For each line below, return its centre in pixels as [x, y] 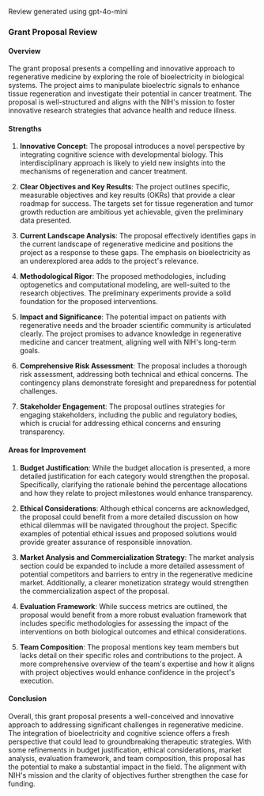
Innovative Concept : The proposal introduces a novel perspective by [132, 147]
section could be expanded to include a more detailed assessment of [132, 566]
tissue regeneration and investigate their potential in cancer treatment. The [130, 93]
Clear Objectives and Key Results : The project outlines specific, [125, 187]
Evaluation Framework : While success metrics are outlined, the [123, 606]
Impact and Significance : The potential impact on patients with [123, 317]
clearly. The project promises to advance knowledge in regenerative [131, 334]
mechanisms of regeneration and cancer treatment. [104, 171]
